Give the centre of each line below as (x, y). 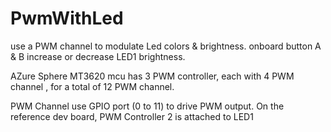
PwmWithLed (67, 18)
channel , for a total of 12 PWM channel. (92, 86)
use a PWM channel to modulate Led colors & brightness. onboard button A (166, 46)
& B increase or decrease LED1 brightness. (98, 56)
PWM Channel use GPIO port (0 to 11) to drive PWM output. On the (147, 106)
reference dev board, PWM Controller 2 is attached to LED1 (132, 116)
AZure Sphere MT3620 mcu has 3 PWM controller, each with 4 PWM (152, 76)
